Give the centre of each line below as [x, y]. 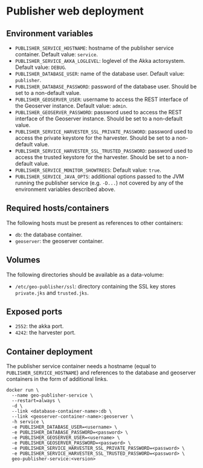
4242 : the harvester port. [45, 333]
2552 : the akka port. [39, 326]
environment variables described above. [65, 189]
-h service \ [28, 422]
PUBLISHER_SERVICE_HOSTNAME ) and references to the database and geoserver [101, 372]
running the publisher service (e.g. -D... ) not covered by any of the [99, 183]
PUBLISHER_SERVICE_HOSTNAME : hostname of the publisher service [94, 48]
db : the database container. [49, 235]
